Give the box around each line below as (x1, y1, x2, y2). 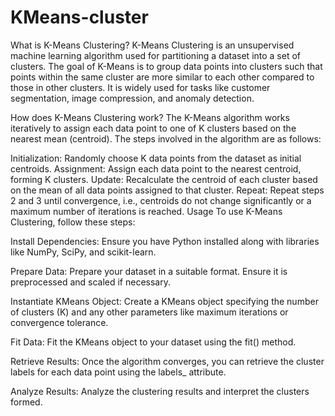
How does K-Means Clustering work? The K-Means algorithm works (10, 111, 290, 123)
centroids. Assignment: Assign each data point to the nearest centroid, (10, 162, 302, 175)
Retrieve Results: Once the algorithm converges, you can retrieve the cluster (10, 355, 325, 367)
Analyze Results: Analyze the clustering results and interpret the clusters (10, 385, 310, 397)
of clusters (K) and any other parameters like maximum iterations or (10, 306, 289, 318)
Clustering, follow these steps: (10, 216, 136, 228)
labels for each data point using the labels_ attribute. (10, 366, 227, 378)
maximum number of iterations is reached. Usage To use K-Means (10, 205, 283, 217)
